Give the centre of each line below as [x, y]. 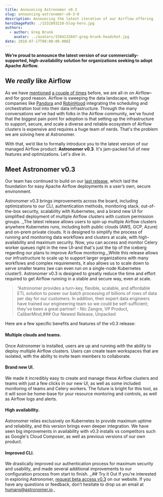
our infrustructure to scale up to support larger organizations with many [77, 258]
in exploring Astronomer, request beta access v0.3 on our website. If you [78, 479]
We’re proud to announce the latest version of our [56, 55]
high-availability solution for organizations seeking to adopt [91, 60]
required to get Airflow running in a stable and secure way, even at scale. [78, 279]
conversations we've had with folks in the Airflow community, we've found [80, 113]
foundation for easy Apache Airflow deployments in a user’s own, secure [78, 186]
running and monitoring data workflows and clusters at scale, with [71, 237]
